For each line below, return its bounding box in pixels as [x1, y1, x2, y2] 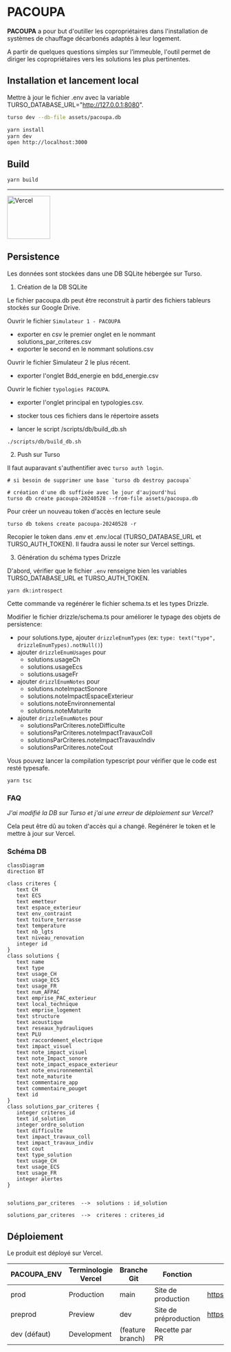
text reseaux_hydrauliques [16, 1025, 94, 1032]
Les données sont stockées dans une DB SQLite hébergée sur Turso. [7, 269, 203, 278]
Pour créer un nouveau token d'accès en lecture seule [7, 507, 161, 515]
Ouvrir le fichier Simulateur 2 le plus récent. [7, 358, 131, 366]
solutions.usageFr [27, 670, 78, 678]
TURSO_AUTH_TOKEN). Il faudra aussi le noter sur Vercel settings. [7, 540, 195, 548]
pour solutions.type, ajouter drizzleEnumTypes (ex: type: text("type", [16, 633, 216, 642]
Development [68, 1329, 112, 1339]
